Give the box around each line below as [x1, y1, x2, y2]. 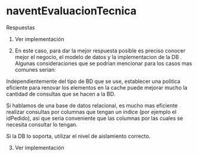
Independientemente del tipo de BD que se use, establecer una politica [6, 78, 181, 85]
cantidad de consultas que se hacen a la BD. [6, 90, 116, 97]
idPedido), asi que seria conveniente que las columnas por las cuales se [6, 115, 184, 122]
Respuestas [6, 24, 35, 31]
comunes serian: [14, 66, 57, 73]
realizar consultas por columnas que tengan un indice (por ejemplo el [6, 108, 177, 115]
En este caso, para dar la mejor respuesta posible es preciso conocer [14, 47, 186, 54]
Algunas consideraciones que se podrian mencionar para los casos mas [14, 60, 193, 67]
